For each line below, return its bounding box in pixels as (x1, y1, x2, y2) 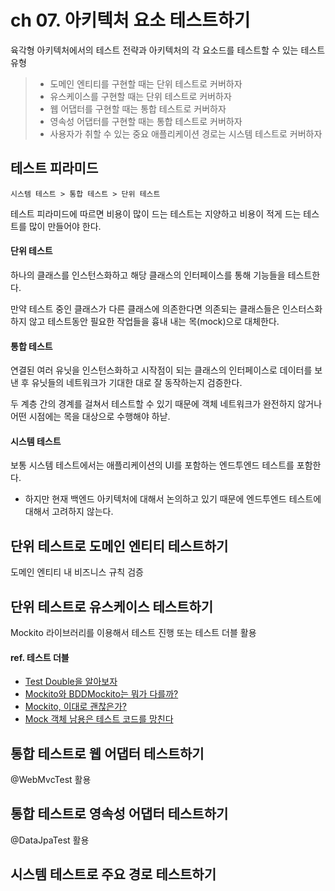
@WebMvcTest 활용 (10, 774, 92, 785)
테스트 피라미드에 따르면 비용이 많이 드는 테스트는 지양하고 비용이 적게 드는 (10, 207, 302, 220)
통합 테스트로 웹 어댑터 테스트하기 (10, 745, 205, 762)
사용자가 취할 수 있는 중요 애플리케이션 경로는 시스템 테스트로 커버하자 (49, 127, 323, 140)
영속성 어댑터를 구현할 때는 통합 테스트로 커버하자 (49, 115, 243, 127)
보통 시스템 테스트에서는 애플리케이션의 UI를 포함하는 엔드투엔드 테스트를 (10, 459, 295, 471)
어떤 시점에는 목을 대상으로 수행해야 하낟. (10, 411, 171, 423)
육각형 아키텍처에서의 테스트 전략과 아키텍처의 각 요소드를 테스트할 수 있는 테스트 (10, 44, 326, 56)
